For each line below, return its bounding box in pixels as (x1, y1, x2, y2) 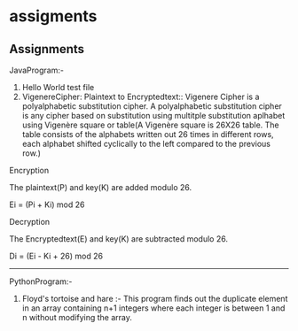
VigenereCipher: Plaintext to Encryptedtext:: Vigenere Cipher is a (21, 91, 260, 102)
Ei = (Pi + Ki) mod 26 (9, 199, 85, 210)
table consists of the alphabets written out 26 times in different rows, (21, 129, 274, 139)
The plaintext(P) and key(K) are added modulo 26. (9, 182, 192, 192)
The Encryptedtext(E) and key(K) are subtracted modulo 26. (9, 234, 229, 244)
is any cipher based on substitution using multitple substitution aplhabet (21, 111, 286, 120)
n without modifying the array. (21, 312, 133, 322)
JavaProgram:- (9, 65, 65, 75)
